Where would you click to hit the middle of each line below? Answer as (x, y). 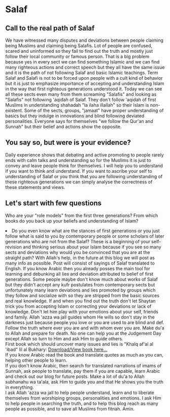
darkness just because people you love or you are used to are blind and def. (85, 322)
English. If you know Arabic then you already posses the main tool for (78, 268)
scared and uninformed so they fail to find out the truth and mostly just (79, 51)
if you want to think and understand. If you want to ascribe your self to (79, 171)
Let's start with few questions (54, 203)
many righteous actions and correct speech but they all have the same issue (85, 67)
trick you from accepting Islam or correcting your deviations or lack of (78, 306)
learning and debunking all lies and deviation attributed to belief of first (79, 274)
